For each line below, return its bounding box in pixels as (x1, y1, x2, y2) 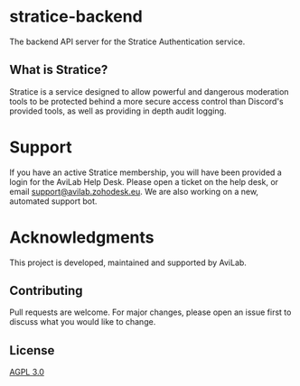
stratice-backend (9, 6, 143, 27)
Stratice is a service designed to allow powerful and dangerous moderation (9, 86, 289, 96)
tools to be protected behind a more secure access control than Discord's (9, 96, 285, 106)
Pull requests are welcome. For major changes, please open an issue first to (9, 307, 292, 317)
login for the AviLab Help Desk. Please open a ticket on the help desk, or (9, 176, 278, 187)
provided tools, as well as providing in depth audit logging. (9, 106, 227, 116)
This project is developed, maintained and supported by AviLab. (9, 257, 247, 268)
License (9, 343, 55, 358)
